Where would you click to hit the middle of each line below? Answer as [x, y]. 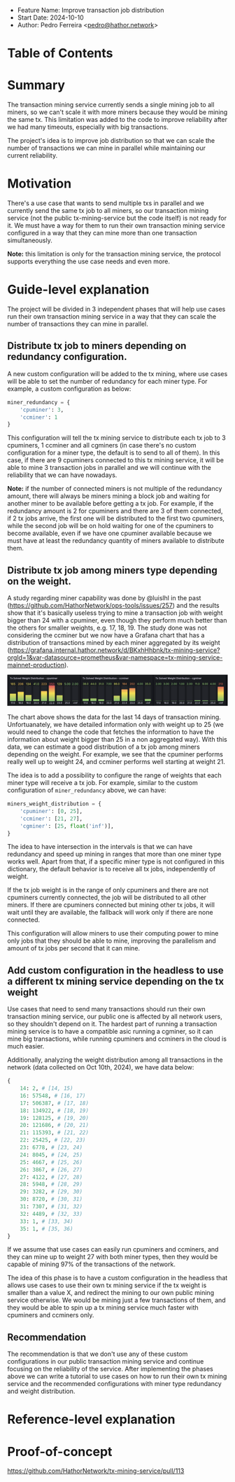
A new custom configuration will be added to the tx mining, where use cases [117, 373]
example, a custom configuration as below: [69, 389]
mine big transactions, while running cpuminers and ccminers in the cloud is [117, 1039]
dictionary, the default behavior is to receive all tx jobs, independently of [111, 869]
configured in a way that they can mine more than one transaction [102, 233]
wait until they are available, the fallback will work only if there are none [110, 913]
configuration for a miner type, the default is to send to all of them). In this [114, 453]
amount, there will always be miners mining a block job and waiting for [108, 496]
